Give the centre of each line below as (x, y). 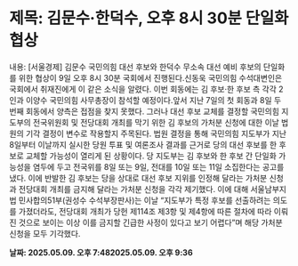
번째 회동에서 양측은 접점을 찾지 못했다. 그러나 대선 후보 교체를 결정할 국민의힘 (145, 111)
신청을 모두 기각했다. (45, 233)
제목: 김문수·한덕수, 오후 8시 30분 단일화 (149, 18)
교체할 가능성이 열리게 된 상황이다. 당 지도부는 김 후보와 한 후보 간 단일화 (151, 156)
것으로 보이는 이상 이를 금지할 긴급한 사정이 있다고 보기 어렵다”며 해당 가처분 (150, 222)
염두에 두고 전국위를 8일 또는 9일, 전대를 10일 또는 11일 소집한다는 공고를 (158, 166)
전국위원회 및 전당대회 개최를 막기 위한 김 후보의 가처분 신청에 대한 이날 (156, 122)
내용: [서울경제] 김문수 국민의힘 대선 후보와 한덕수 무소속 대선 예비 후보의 (135, 67)
